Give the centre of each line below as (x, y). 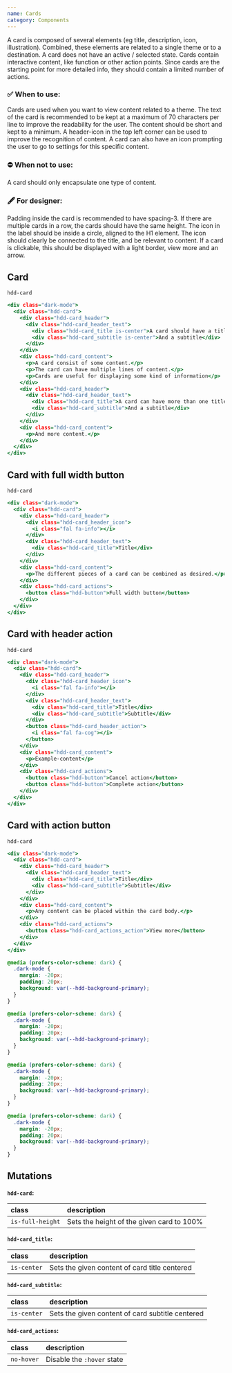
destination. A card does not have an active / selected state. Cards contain (113, 54)
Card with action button (59, 825)
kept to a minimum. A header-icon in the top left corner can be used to (107, 132)
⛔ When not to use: (40, 165)
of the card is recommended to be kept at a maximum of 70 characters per (113, 117)
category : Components (38, 20)
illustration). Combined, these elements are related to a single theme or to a (114, 47)
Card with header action (60, 634)
